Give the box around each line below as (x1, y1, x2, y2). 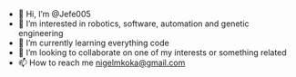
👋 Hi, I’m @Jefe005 (17, 9, 91, 19)
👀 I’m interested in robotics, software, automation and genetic (17, 18, 250, 29)
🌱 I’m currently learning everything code (17, 37, 170, 48)
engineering (17, 28, 64, 38)
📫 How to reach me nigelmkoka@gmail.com (17, 57, 186, 68)
